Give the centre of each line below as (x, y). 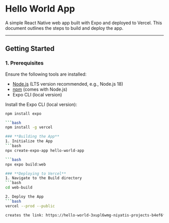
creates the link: (24, 215)
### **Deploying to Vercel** (36, 174)
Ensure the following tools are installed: (46, 74)
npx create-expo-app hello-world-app (45, 150)
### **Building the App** (32, 137)
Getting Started (30, 49)
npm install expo (23, 114)
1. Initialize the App (29, 141)
